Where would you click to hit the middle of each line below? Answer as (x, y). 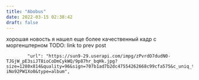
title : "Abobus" (26, 11)
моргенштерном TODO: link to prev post (56, 45)
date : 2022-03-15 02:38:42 (39, 17)
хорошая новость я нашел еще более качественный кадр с (81, 39)
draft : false (22, 22)
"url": (36, 56)
